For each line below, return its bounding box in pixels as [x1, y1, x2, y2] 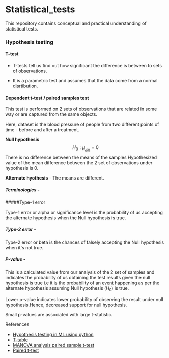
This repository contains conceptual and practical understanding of [5, 20, 147, 26]
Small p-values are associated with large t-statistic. [5, 312, 113, 318]
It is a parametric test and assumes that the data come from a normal [12, 78, 158, 84]
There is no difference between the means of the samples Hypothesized [5, 154, 157, 161]
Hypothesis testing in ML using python [12, 332, 94, 338]
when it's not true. [5, 245, 44, 251]
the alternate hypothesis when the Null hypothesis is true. [5, 215, 126, 221]
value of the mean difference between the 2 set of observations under [5, 160, 153, 166]
